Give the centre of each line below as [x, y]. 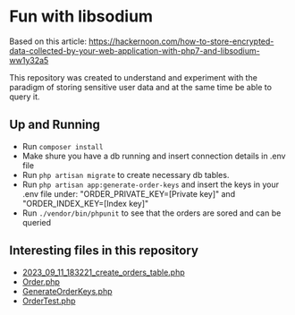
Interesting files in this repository [104, 251]
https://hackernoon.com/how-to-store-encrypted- [181, 41]
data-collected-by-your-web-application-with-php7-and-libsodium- [135, 50]
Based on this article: [48, 41]
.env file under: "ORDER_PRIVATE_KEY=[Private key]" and [128, 193]
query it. [25, 97]
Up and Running [55, 125]
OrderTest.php [49, 301]
